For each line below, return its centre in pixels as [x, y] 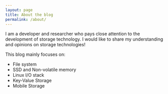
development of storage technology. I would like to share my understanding [84, 39]
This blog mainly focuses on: [35, 54]
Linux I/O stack [28, 75]
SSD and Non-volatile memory [44, 70]
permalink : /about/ [26, 19]
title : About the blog [29, 15]
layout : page [19, 10]
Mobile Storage [28, 86]
